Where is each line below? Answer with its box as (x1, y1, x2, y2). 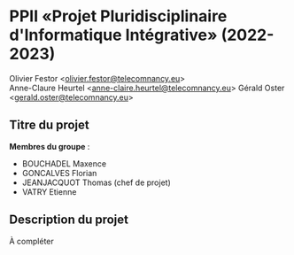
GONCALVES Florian (21, 167, 97, 178)
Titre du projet (9, 118, 90, 133)
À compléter (9, 236, 55, 246)
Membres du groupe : (9, 141, 90, 151)
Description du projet (9, 212, 129, 228)
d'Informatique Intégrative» (9, 25, 219, 45)
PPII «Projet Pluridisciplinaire (9, 6, 228, 27)
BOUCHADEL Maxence (21, 158, 107, 169)
